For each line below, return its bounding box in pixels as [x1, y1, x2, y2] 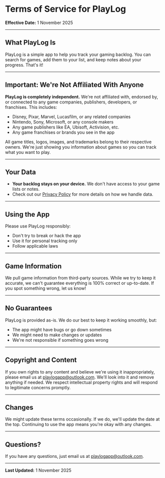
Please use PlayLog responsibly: [5, 223, 71, 229]
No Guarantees [5, 304, 53, 312]
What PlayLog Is [5, 38, 56, 47]
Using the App [5, 210, 50, 219]
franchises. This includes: [5, 104, 57, 110]
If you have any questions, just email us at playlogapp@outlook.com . [5, 453, 144, 459]
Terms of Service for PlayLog [5, 3, 126, 15]
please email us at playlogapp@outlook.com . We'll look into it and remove [5, 374, 154, 380]
